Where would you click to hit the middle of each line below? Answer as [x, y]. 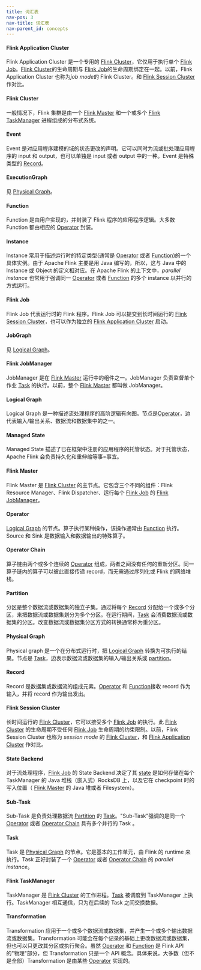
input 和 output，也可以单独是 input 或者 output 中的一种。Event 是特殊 [106, 156]
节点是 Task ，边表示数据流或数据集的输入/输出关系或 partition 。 [96, 658]
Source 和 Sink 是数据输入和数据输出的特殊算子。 [67, 536]
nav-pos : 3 [20, 17]
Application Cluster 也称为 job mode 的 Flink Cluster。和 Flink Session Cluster [100, 77]
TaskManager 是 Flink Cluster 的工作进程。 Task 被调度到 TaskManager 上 [97, 895]
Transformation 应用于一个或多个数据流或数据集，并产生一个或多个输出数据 [100, 930]
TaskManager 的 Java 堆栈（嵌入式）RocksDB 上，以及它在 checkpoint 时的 [100, 780]
